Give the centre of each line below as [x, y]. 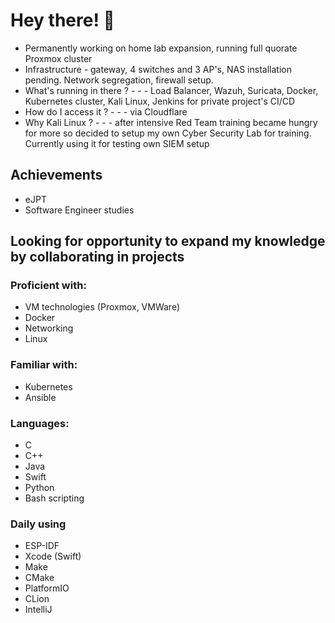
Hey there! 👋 [62, 20]
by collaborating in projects [97, 257]
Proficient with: [48, 286]
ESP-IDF [42, 546]
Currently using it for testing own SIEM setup [117, 143]
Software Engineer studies [79, 210]
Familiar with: [44, 365]
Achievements [56, 175]
